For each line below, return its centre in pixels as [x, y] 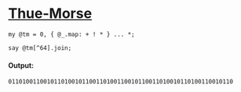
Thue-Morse [50, 14]
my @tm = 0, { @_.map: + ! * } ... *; [71, 34]
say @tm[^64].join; [40, 48]
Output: [21, 65]
